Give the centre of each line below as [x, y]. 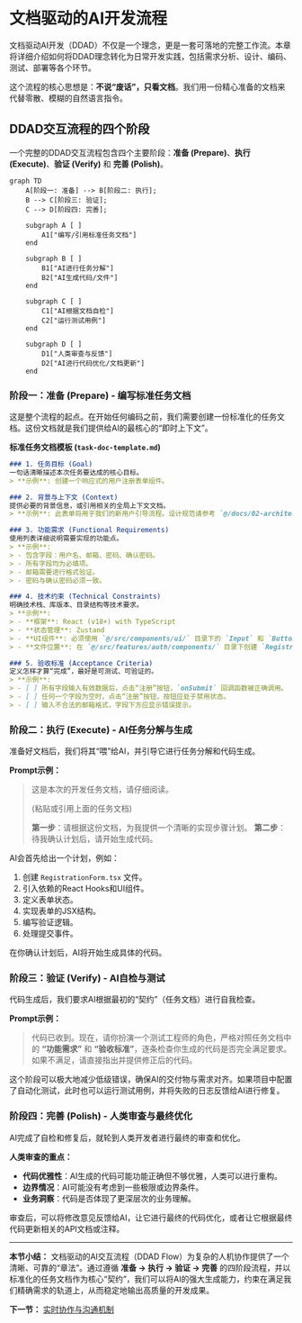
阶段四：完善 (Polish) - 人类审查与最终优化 [101, 1116]
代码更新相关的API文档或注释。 [67, 1228]
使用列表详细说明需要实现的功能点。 [67, 539]
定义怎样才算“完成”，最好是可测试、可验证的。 [84, 672]
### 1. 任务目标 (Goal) [51, 465]
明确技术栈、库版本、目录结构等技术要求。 [76, 605]
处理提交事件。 [50, 934]
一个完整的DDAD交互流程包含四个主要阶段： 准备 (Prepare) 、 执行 [130, 152]
